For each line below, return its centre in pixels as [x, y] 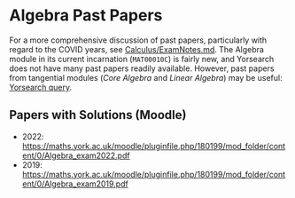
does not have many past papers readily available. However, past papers [142, 68]
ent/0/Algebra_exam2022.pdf [76, 155]
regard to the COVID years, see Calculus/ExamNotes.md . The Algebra [136, 49]
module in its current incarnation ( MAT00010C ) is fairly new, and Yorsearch [142, 59]
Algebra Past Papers [86, 16]
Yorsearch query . [41, 87]
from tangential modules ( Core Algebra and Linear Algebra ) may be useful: [146, 77]
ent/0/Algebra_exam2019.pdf [75, 184]
